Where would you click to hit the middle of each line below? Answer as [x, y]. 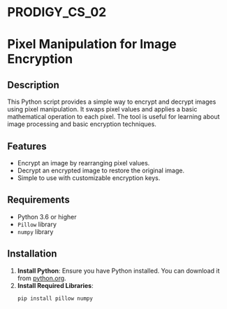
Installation [32, 254]
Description [33, 85]
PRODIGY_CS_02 [57, 12]
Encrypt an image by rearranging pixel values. [83, 163]
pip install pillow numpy [55, 298]
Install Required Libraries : [56, 285]
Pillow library [37, 224]
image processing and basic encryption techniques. [82, 124]
